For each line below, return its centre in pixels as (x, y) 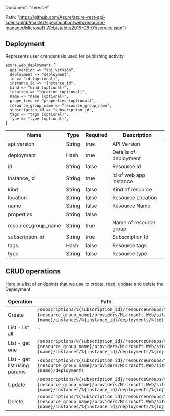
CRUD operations (33, 272)
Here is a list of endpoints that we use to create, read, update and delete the (84, 284)
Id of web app (129, 175)
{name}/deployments (61, 370)
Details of (124, 152)
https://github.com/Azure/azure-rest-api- (62, 17)
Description (137, 135)
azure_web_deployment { (30, 65)
